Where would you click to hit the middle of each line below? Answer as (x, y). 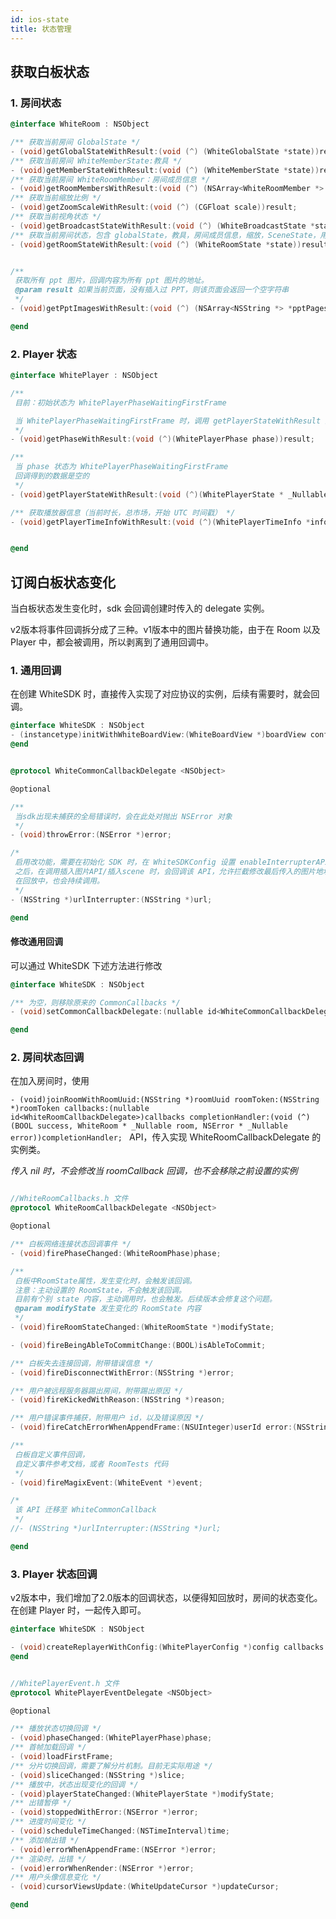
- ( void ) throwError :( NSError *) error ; (91, 835)
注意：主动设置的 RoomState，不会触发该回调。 (100, 1290)
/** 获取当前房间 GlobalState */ (75, 142)
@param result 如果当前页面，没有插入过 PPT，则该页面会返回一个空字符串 (152, 290)
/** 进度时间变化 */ (48, 1822)
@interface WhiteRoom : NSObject (80, 124)
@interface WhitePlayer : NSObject (84, 376)
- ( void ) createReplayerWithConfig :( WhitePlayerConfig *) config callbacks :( (171, 1647)
